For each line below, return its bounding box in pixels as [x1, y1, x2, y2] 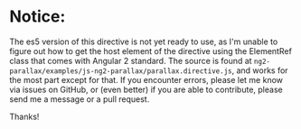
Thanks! [9, 111, 40, 122]
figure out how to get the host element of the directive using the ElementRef [9, 45, 292, 56]
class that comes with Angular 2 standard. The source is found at [9, 55, 252, 66]
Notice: [9, 6, 66, 27]
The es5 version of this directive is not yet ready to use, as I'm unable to [9, 36, 278, 47]
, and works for [231, 65, 288, 76]
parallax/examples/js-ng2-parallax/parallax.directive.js [9, 66, 232, 76]
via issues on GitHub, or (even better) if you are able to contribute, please [9, 84, 283, 95]
